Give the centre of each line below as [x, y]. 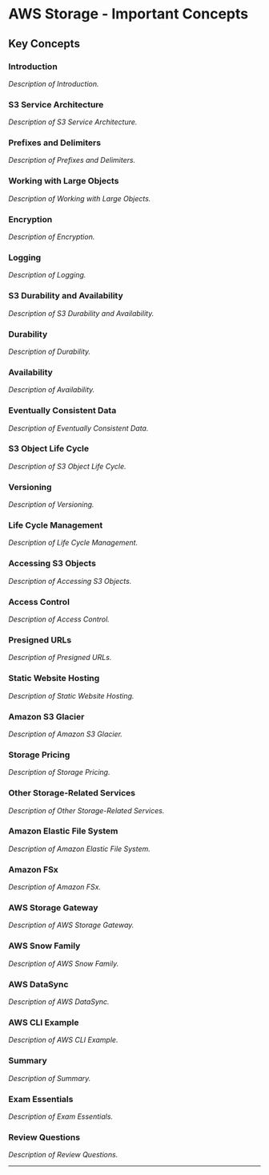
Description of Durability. [50, 351]
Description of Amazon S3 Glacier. [65, 734]
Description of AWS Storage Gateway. [71, 925]
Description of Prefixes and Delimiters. [72, 160]
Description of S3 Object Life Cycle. [67, 466]
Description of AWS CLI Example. [63, 1040]
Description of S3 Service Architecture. [73, 122]
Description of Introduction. [54, 83]
